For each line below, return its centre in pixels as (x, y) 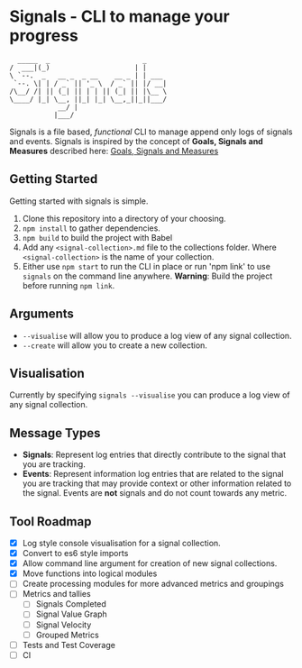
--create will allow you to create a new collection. (114, 345)
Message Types (55, 433)
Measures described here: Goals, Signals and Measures (114, 151)
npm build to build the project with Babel (97, 237)
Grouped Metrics (67, 635)
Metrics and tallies (57, 594)
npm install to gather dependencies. (91, 228)
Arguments (42, 314)
